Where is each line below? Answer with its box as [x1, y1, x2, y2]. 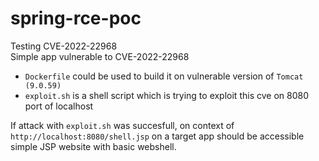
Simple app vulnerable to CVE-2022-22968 [10, 50, 190, 62]
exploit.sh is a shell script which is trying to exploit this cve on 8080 [24, 89, 309, 101]
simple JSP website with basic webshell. [10, 140, 177, 152]
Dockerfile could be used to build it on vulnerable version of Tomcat [24, 70, 304, 82]
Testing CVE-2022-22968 [10, 40, 118, 52]
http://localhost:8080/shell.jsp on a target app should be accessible [10, 130, 305, 142]
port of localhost [24, 100, 94, 112]
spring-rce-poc [10, 7, 142, 30]
